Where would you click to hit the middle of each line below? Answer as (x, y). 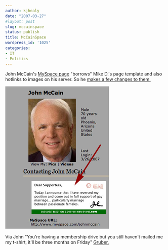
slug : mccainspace (25, 27)
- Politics (17, 59)
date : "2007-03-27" (26, 16)
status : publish (22, 32)
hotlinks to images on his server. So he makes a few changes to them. (78, 79)
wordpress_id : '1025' (28, 43)
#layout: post (20, 21)
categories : (18, 48)
